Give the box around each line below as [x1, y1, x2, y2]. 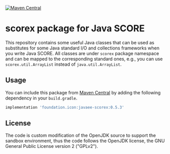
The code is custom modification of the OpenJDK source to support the [5, 133, 156, 139]
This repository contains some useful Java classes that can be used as [5, 39, 155, 45]
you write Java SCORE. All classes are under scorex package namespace [5, 50, 159, 56]
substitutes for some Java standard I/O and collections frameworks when [5, 45, 160, 51]
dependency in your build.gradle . [5, 95, 78, 101]
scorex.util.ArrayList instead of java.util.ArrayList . [5, 61, 122, 67]
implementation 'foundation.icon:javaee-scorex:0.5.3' [5, 105, 125, 110]
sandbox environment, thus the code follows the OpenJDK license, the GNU [5, 138, 165, 144]
